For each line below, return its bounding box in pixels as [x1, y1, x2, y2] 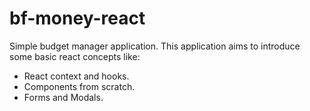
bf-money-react [9, 7, 146, 30]
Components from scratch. [23, 80, 136, 92]
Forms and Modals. [23, 91, 104, 103]
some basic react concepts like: [9, 50, 141, 62]
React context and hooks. [23, 70, 130, 82]
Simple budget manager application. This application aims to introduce [9, 40, 301, 52]
